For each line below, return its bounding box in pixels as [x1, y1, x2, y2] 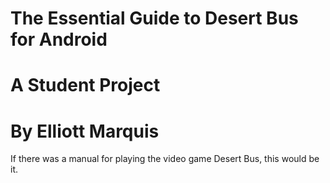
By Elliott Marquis [10, 120, 160, 142]
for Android [10, 28, 108, 51]
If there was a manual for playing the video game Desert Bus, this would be [10, 153, 320, 165]
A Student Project [10, 74, 161, 97]
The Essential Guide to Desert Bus [10, 7, 299, 30]
